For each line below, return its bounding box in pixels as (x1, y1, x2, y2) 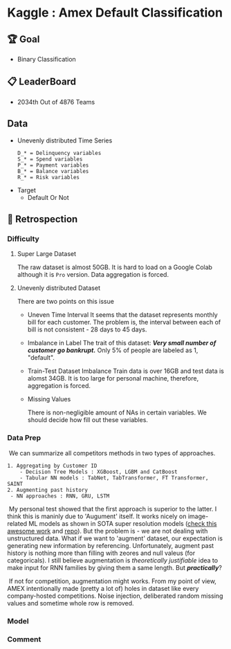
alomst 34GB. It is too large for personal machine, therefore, (27, 374, 199, 383)
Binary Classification (17, 55, 76, 63)
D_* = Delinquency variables (17, 149, 102, 156)
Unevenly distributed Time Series (17, 136, 113, 145)
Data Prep (7, 433, 41, 443)
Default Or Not (27, 193, 69, 201)
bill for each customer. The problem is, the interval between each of (27, 318, 221, 327)
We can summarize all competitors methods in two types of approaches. (8, 448, 216, 457)
